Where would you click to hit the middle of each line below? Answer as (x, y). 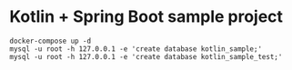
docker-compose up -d (50, 41)
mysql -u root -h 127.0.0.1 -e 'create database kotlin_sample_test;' (146, 56)
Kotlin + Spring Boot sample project (146, 17)
